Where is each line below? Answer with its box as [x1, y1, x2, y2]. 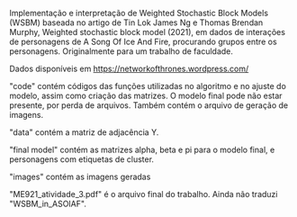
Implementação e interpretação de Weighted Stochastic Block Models [9, 8, 268, 18]
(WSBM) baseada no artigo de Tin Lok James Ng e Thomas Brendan [9, 17, 264, 28]
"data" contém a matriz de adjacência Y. [9, 127, 159, 138]
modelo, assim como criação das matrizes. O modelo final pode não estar [9, 90, 283, 101]
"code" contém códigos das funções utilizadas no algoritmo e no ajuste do [9, 81, 286, 91]
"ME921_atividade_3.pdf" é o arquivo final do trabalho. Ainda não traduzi [9, 189, 278, 199]
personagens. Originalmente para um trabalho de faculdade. [9, 46, 234, 57]
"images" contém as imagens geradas [9, 171, 151, 182]
